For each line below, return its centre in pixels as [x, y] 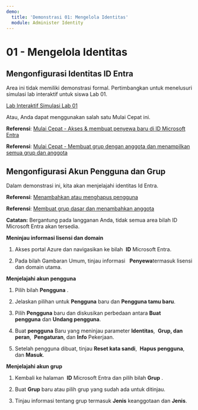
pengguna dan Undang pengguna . [58, 319]
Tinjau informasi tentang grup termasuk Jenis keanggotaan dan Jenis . [101, 401]
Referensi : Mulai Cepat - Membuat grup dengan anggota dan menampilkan [98, 146]
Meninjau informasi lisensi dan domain [55, 238]
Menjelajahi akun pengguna [41, 278]
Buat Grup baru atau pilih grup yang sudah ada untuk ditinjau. [90, 389]
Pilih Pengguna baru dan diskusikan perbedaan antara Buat [88, 313]
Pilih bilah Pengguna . [41, 290]
